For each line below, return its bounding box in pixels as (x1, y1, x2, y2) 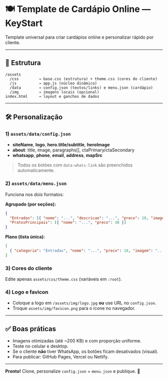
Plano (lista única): (5, 234, 45, 240)
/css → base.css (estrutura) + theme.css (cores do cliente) (9, 76, 157, 81)
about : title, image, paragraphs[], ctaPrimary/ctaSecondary (12, 147, 135, 153)
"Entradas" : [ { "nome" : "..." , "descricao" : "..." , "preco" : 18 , (9, 216, 149, 221)
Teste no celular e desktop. (12, 343, 69, 349)
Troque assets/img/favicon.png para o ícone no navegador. (12, 305, 136, 311)
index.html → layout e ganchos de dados (5, 94, 99, 99)
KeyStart (5, 18, 43, 29)
